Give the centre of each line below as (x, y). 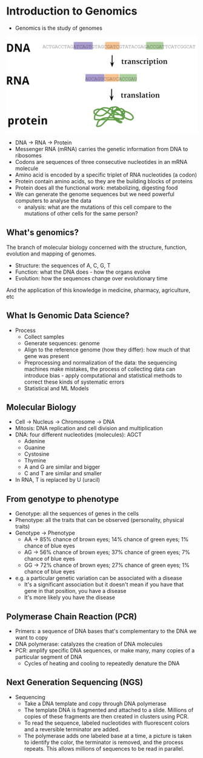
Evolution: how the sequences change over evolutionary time (91, 278)
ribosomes (28, 155)
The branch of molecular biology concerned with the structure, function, (97, 247)
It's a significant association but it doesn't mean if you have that (104, 584)
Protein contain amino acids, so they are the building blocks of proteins (104, 181)
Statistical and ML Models (56, 388)
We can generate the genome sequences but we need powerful (95, 194)
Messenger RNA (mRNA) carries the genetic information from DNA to (101, 149)
